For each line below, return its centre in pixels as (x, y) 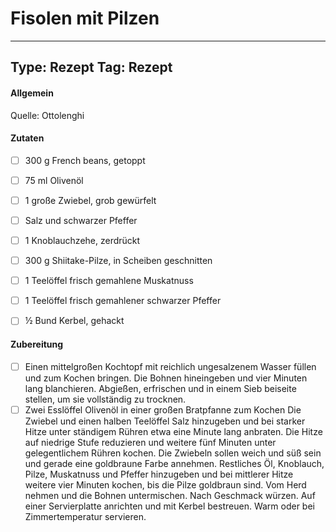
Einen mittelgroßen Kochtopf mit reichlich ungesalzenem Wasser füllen (170, 366)
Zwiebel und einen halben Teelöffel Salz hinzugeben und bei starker (165, 421)
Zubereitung (37, 344)
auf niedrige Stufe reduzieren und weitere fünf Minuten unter (150, 442)
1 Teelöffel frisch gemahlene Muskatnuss (109, 281)
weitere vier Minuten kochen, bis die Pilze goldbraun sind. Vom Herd (165, 484)
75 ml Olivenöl (54, 180)
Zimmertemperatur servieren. (85, 516)
